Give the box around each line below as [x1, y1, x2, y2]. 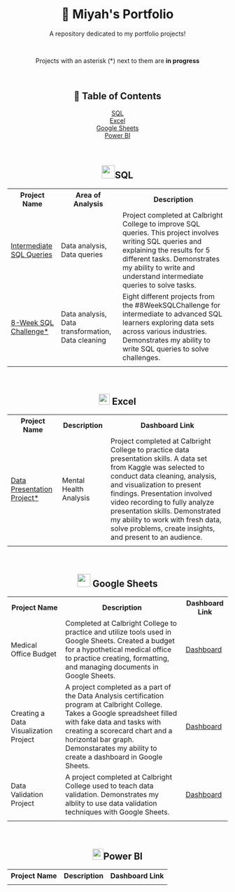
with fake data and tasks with [65, 717, 162, 727]
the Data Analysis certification [65, 691, 164, 701]
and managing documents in [65, 662, 159, 672]
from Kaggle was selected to [111, 463, 205, 473]
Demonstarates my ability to [65, 744, 157, 754]
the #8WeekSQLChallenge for [122, 300, 220, 310]
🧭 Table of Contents [73, 90, 162, 102]
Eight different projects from [122, 292, 215, 301]
